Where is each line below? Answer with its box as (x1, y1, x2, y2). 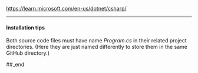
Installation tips (6, 24, 45, 31)
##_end (6, 61, 25, 68)
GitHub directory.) (6, 49, 50, 57)
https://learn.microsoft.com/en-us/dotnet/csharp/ (6, 5, 127, 12)
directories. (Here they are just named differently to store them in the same (6, 44, 187, 51)
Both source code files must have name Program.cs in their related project (6, 37, 187, 44)
